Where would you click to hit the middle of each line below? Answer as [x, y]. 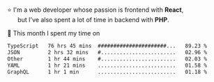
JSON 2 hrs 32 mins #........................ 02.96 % [107, 52]
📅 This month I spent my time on [54, 33]
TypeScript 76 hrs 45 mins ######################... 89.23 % [107, 46]
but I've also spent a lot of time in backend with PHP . [93, 20]
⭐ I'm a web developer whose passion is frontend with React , [95, 10]
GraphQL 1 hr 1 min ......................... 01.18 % [107, 72]
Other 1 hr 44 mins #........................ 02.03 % [107, 59]
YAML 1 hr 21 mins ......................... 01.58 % [107, 65]
